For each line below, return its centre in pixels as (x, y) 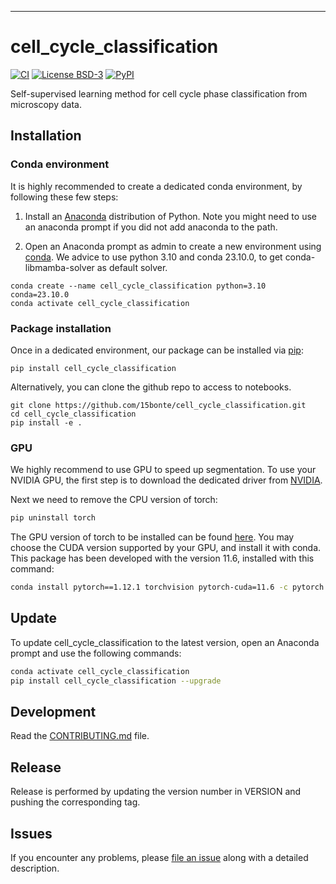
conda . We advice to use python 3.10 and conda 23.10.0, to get (153, 257)
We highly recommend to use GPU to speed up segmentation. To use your (163, 470)
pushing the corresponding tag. (75, 802)
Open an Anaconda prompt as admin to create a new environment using (173, 246)
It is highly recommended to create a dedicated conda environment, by (156, 186)
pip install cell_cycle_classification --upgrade (116, 681)
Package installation (61, 328)
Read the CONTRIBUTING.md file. (80, 736)
